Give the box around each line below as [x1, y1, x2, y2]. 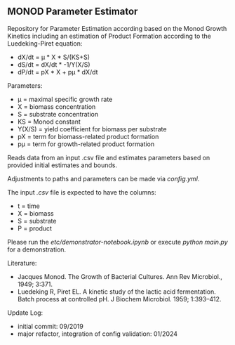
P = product [17, 224, 53, 233]
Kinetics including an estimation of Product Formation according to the [7, 32, 212, 40]
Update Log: [7, 308, 43, 317]
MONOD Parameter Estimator [7, 6, 138, 18]
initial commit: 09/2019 [17, 322, 84, 330]
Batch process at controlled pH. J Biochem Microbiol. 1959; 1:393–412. [17, 294, 222, 303]
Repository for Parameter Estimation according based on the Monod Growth [7, 24, 227, 32]
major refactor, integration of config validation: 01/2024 [17, 330, 177, 338]
